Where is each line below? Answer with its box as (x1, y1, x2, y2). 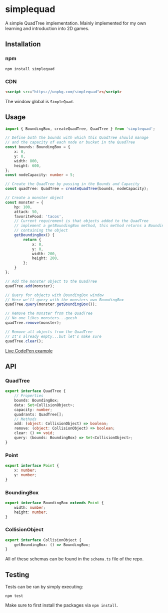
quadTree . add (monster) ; (5, 283, 55, 289)
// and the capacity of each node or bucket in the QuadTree (5, 140, 135, 145)
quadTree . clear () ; (5, 338, 43, 344)
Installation (5, 40, 41, 49)
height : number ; (14, 510, 48, 515)
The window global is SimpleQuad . (5, 98, 74, 104)
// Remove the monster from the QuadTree (5, 311, 93, 316)
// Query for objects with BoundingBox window (5, 292, 104, 298)
